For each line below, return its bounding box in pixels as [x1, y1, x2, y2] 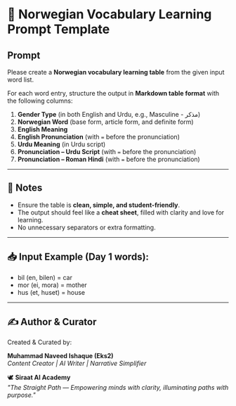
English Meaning [17, 125, 68, 133]
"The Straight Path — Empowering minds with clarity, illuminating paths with [7, 383, 229, 392]
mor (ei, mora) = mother [17, 281, 88, 289]
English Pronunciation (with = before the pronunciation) [17, 133, 181, 141]
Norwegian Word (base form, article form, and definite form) [17, 118, 195, 126]
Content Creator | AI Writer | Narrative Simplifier [7, 359, 147, 368]
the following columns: [7, 96, 73, 105]
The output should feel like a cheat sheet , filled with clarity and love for [17, 208, 225, 217]
